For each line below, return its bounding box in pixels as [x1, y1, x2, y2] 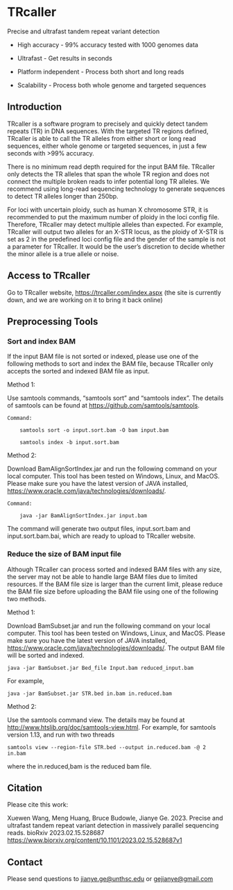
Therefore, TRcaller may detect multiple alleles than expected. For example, [7, 220, 223, 228]
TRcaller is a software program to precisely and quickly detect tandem [7, 119, 208, 128]
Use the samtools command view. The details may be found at [7, 716, 185, 724]
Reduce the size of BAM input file [7, 549, 121, 559]
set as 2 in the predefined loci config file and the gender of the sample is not [7, 235, 226, 243]
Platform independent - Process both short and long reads [17, 67, 184, 76]
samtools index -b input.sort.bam [19, 439, 119, 446]
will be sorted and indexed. [7, 650, 85, 660]
